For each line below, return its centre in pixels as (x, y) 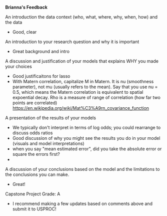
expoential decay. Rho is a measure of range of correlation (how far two (86, 97)
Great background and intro (41, 51)
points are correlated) (35, 103)
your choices (19, 66)
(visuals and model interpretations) (48, 143)
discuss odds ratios (32, 133)
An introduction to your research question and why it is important (72, 42)
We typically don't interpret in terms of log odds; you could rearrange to (86, 128)
